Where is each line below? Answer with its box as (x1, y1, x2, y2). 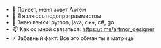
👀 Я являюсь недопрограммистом (12, 12, 101, 19)
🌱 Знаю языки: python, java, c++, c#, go (12, 19, 114, 26)
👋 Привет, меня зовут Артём (12, 6, 86, 13)
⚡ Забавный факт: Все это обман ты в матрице (12, 35, 134, 42)
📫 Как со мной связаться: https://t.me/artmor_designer (12, 26, 155, 33)
